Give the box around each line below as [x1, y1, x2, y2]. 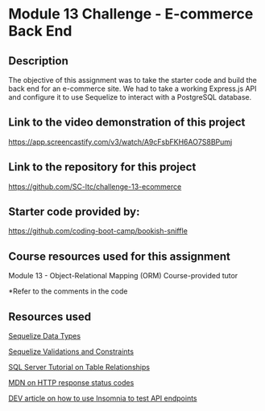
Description [8, 54, 68, 68]
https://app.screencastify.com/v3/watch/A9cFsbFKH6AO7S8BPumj [8, 137, 233, 146]
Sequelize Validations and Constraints [8, 347, 135, 356]
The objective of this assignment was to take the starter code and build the [8, 76, 258, 84]
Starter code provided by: [8, 205, 140, 219]
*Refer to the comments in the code [8, 286, 128, 296]
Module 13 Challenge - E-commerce [8, 5, 254, 23]
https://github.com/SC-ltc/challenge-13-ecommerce [8, 182, 182, 191]
